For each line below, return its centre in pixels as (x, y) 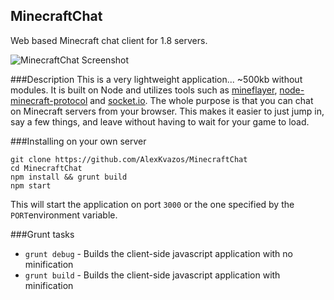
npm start (31, 185)
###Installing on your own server (78, 141)
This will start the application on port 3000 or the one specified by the (152, 204)
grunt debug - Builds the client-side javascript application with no (158, 253)
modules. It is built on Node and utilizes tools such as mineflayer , (144, 90)
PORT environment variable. (64, 215)
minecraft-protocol (49, 100)
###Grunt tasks (42, 234)
